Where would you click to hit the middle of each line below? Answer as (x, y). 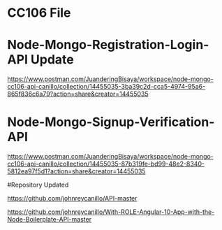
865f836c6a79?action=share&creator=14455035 (78, 94)
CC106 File (39, 13)
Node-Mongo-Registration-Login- (108, 45)
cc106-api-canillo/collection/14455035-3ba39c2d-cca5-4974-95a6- (106, 87)
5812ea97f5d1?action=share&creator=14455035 (76, 171)
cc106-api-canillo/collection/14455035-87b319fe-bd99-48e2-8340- (106, 164)
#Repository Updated (38, 185)
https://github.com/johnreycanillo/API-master (72, 199)
